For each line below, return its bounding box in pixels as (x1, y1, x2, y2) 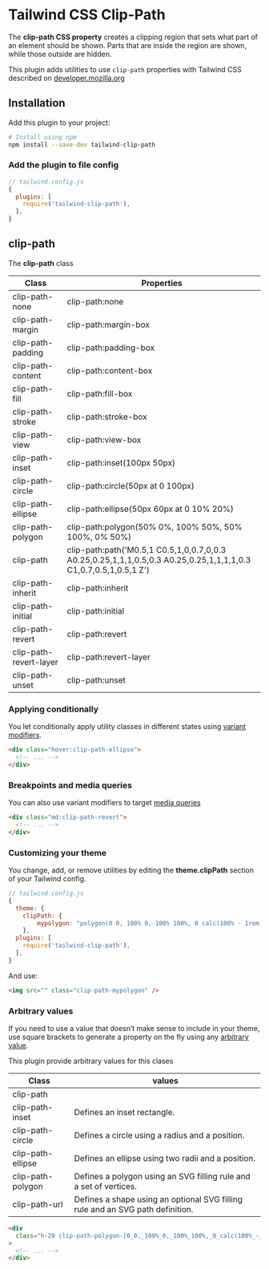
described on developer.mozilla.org (8, 73, 126, 83)
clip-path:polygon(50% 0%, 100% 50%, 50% (66, 521, 243, 532)
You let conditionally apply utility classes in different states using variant (8, 722, 247, 731)
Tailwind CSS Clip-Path (8, 6, 166, 24)
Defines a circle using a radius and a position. (74, 1130, 245, 1141)
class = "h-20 (15, 1231, 56, 1239)
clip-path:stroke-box (66, 411, 148, 422)
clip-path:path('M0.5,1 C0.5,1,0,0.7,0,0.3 (66, 544, 227, 555)
